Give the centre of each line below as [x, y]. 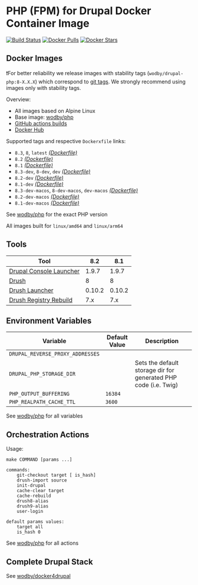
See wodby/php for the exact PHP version [57, 214]
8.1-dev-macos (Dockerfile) [47, 203]
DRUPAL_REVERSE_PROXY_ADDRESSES [55, 354]
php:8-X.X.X [21, 82]
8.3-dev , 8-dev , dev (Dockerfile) [52, 171]
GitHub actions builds [41, 123]
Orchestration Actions [48, 434]
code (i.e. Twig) [156, 385]
